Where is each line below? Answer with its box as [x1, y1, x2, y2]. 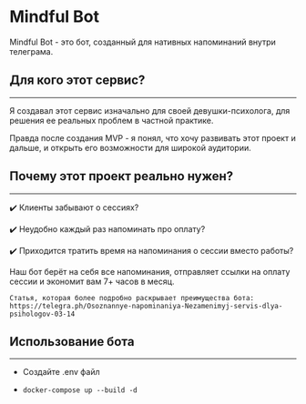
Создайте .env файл [22, 367, 100, 378]
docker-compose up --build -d [22, 386, 138, 395]
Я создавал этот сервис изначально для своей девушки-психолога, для [9, 105, 291, 116]
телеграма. [9, 45, 54, 56]
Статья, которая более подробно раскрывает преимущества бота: [9, 293, 255, 302]
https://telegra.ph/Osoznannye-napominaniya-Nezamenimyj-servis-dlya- [9, 301, 283, 310]
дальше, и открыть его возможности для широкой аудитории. [9, 142, 252, 153]
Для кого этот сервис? [9, 73, 146, 88]
